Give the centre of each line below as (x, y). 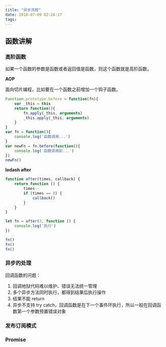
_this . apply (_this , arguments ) (56, 118)
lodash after (18, 170)
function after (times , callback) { (43, 179)
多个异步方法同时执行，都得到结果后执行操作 (59, 292)
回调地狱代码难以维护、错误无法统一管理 (55, 286)
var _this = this (33, 104)
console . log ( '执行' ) (35, 226)
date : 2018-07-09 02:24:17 (34, 15)
